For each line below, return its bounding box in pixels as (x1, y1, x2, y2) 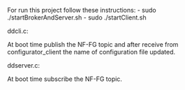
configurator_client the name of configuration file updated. (7, 48, 176, 56)
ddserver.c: (7, 61, 40, 69)
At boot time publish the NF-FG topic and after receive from (7, 40, 179, 48)
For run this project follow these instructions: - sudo (7, 6, 156, 14)
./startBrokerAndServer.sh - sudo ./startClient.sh (7, 13, 147, 22)
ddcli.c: (7, 27, 29, 35)
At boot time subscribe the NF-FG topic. (7, 75, 122, 83)
